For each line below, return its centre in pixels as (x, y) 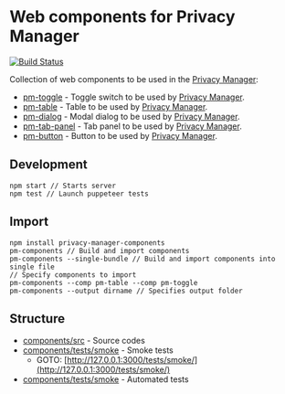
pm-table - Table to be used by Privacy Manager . (115, 106)
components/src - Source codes (84, 341)
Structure (37, 319)
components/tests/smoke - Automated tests (106, 379)
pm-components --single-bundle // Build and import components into (142, 259)
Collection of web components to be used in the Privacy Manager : (134, 79)
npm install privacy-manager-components (88, 243)
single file (32, 267)
